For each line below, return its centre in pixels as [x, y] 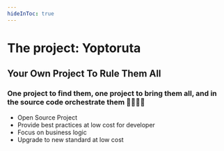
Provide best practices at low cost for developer [86, 125]
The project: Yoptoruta [74, 48]
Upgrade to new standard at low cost [70, 139]
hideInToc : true [31, 14]
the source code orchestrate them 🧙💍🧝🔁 [76, 102]
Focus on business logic [52, 132]
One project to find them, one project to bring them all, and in [112, 93]
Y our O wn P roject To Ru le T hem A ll [84, 74]
